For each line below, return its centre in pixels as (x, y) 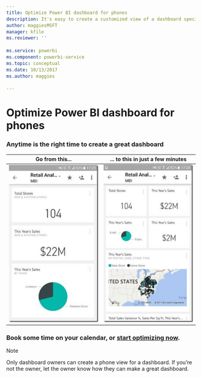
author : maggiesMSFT (32, 25)
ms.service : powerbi (32, 51)
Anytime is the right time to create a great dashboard (85, 144)
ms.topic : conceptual (33, 63)
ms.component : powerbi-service (45, 57)
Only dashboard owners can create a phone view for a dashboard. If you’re (99, 362)
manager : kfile (25, 32)
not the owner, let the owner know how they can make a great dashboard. (98, 368)
